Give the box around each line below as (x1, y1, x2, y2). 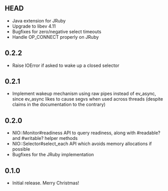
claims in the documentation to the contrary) (12, 102, 106, 108)
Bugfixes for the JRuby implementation (12, 152, 94, 158)
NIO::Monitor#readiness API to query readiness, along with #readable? (12, 130, 161, 136)
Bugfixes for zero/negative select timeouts (12, 28, 101, 35)
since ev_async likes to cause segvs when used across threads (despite (12, 96, 163, 102)
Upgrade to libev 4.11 (12, 23, 56, 29)
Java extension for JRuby (12, 17, 66, 23)
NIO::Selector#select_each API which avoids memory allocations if (12, 140, 152, 147)
